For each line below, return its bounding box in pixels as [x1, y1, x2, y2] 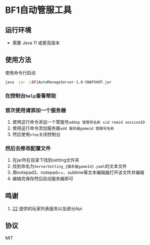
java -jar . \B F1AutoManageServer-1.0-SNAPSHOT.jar [5, 80, 112, 85]
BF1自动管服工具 [5, 4, 72, 16]
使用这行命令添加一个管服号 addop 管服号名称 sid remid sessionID [12, 119, 145, 125]
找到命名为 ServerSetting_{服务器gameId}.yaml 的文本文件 [12, 163, 127, 169]
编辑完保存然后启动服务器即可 [12, 176, 73, 182]
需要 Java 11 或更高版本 [12, 40, 60, 46]
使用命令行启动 [5, 70, 36, 76]
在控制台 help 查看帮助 [5, 92, 56, 99]
